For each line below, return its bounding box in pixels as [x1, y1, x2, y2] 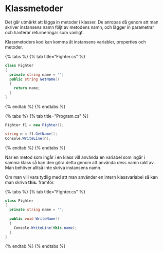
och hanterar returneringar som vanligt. [5, 29, 84, 35]
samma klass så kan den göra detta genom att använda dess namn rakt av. [5, 159, 155, 165]
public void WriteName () [9, 216, 60, 221]
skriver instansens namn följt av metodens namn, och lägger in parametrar [5, 24, 154, 30]
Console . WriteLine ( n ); [5, 136, 51, 141]
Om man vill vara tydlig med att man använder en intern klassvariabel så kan [5, 174, 158, 180]
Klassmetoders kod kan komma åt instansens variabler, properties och [5, 39, 146, 44]
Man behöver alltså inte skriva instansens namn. [5, 165, 102, 170]
